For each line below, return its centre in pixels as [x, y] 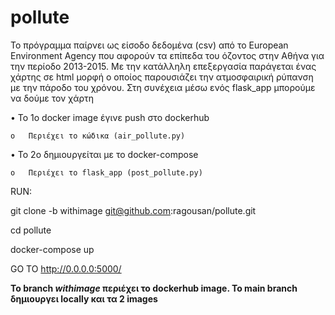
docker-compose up [52, 249]
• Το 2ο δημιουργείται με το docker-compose [104, 154]
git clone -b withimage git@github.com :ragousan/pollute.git [133, 210]
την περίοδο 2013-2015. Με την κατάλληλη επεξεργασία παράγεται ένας [163, 66]
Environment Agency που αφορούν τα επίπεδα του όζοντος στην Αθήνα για [167, 55]
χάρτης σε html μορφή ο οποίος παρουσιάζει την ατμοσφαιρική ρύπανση [162, 77]
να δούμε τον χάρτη [52, 98]
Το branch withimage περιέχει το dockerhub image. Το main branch [154, 288]
